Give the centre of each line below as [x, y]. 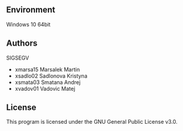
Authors [22, 44]
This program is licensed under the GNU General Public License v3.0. [92, 122]
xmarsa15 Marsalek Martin [47, 69]
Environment [31, 10]
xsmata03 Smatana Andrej [48, 82]
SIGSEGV [18, 58]
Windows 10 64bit [28, 24]
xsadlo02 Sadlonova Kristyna [51, 76]
